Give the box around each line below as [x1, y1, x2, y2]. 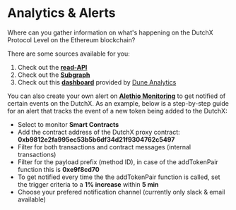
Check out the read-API [17, 63, 88, 71]
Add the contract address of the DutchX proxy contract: [17, 128, 180, 136]
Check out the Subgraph [17, 70, 90, 79]
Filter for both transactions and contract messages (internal [17, 142, 191, 151]
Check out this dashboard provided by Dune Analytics [17, 78, 177, 86]
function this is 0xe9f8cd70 [17, 165, 100, 173]
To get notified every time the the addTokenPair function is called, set [17, 173, 220, 181]
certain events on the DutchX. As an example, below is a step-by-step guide [7, 99, 230, 107]
